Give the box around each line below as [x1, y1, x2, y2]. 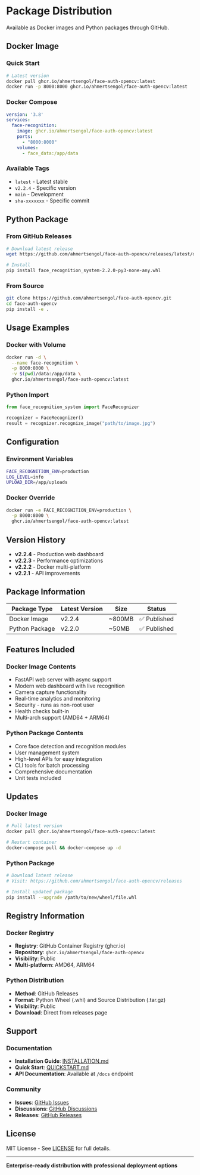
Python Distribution [6, 976, 64, 985]
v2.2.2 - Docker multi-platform [14, 563, 91, 570]
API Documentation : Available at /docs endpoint [14, 1070, 133, 1078]
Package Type [11, 605, 53, 613]
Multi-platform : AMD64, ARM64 [14, 961, 95, 969]
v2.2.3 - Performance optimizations [14, 557, 104, 564]
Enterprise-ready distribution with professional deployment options [6, 1162, 177, 1169]
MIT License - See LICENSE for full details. [6, 1145, 111, 1152]
